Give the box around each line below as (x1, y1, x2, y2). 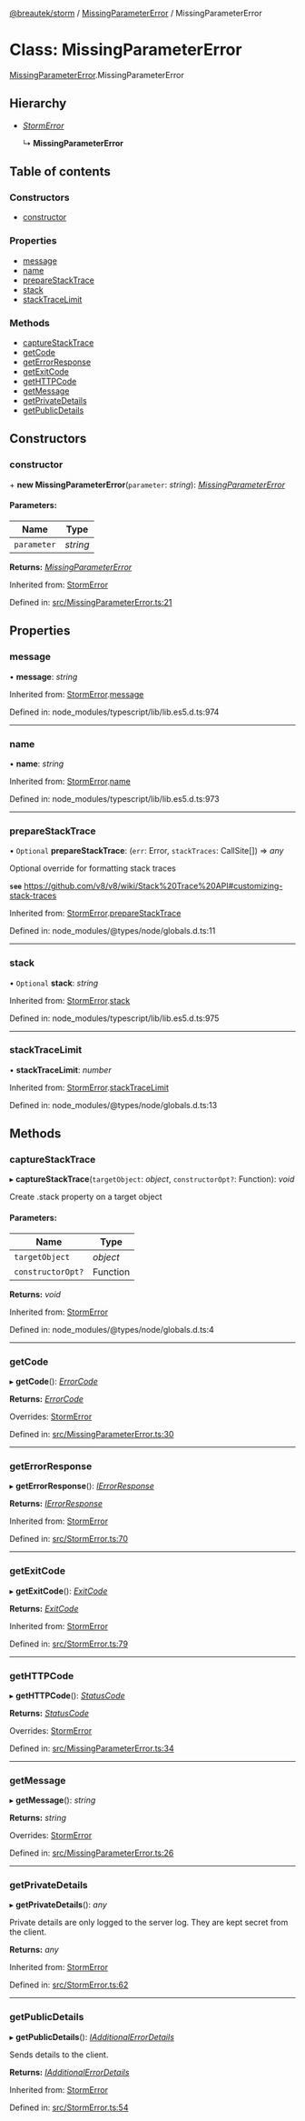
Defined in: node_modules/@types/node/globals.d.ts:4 (9, 1324, 215, 1335)
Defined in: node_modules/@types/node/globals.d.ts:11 (9, 925, 216, 936)
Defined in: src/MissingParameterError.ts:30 (9, 1428, 174, 1439)
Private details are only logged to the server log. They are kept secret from (9, 1917, 289, 1928)
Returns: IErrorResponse (9, 1498, 103, 1509)
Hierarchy (9, 95, 67, 112)
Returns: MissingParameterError (9, 561, 133, 572)
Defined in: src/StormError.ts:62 (9, 1979, 129, 1990)
